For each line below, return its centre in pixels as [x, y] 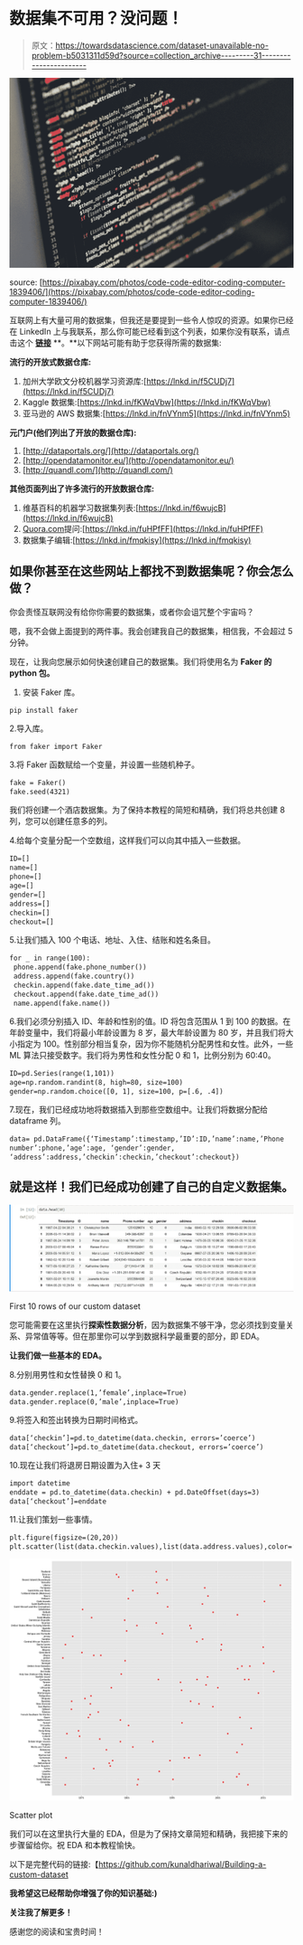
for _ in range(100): [50, 958]
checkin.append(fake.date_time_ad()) [84, 985]
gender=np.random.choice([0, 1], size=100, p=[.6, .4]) [116, 1091]
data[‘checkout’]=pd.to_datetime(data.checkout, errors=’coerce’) [137, 1447]
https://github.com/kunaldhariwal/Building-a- [183, 1864]
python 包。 [32, 673]
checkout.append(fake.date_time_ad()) [86, 994]
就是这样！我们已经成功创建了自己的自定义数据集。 [151, 1187]
